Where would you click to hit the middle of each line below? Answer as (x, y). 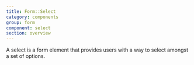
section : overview (28, 33)
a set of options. (26, 56)
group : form (20, 22)
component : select (28, 28)
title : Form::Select (31, 11)
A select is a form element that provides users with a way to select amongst (97, 50)
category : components (32, 17)
